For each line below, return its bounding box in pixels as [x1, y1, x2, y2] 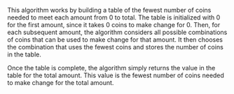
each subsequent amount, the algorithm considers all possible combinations [7, 28, 228, 36]
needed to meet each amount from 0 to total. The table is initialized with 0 [7, 13, 221, 22]
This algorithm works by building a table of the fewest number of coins [7, 6, 212, 14]
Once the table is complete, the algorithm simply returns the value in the [7, 64, 216, 72]
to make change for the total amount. [7, 79, 114, 86]
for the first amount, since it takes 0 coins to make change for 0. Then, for [7, 21, 221, 29]
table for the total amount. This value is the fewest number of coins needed [7, 71, 224, 79]
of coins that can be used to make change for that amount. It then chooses [7, 36, 223, 44]
